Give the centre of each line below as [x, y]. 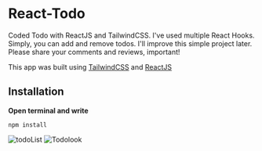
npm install [27, 125]
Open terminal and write [48, 110]
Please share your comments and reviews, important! [94, 52]
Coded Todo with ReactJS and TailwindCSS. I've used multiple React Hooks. [131, 35]
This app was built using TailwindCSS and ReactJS [90, 67]
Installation [36, 92]
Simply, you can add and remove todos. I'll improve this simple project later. [130, 43]
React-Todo [47, 14]
